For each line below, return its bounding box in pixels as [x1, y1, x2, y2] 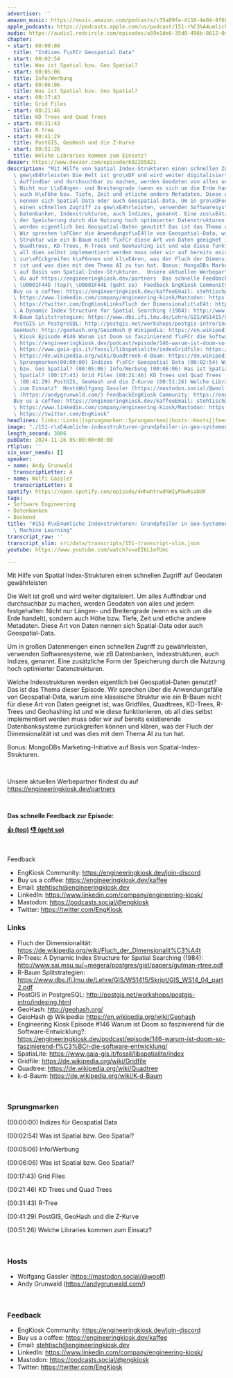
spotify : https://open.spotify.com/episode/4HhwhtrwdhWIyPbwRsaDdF [7, 488, 207, 495]
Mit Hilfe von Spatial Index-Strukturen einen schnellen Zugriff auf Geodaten [7, 571, 223, 580]
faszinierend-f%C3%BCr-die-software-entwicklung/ [17, 1042, 168, 1050]
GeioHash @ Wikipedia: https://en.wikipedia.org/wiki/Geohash [17, 1012, 196, 1021]
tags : [7, 495, 23, 501]
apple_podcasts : [7, 23, 54, 30]
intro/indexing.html [17, 997, 71, 1006]
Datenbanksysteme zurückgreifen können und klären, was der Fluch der [7, 722, 214, 731]
